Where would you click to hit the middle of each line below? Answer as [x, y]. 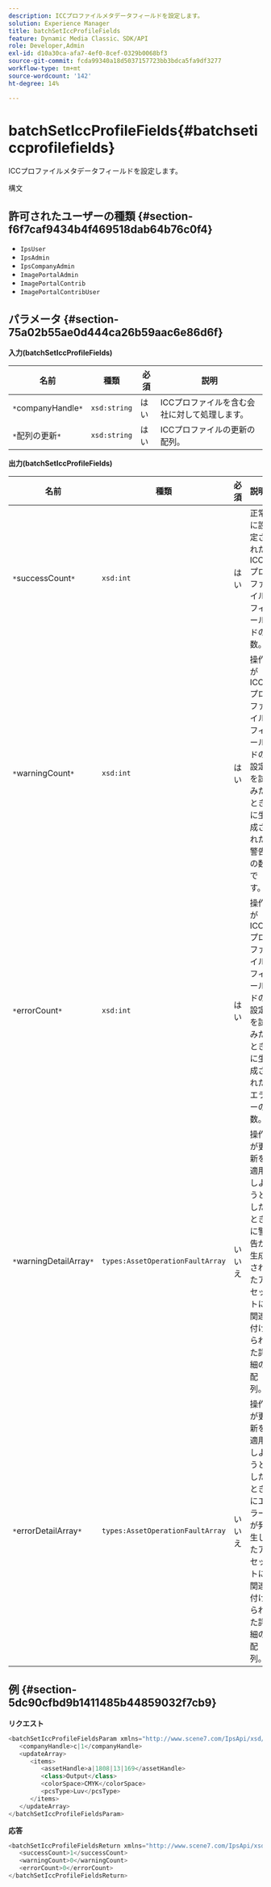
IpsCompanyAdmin [47, 267]
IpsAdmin [35, 258]
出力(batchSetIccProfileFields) [60, 463]
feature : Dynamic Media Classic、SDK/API [78, 38]
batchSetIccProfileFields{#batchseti [133, 131]
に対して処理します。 [208, 415]
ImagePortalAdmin [49, 276]
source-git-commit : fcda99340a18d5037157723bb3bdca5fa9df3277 [115, 61]
